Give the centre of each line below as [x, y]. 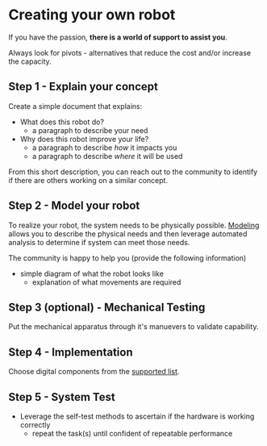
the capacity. [30, 61]
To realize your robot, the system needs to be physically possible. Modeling [134, 225]
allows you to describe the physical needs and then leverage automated [128, 233]
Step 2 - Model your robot [74, 206]
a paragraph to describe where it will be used [107, 156]
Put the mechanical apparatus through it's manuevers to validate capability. [133, 327]
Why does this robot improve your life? [84, 139]
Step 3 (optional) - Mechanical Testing [107, 307]
